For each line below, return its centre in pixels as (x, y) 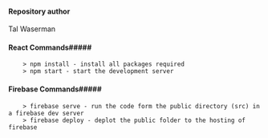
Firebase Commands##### (55, 89)
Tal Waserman (32, 29)
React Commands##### (50, 47)
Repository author (39, 11)
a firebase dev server (46, 113)
